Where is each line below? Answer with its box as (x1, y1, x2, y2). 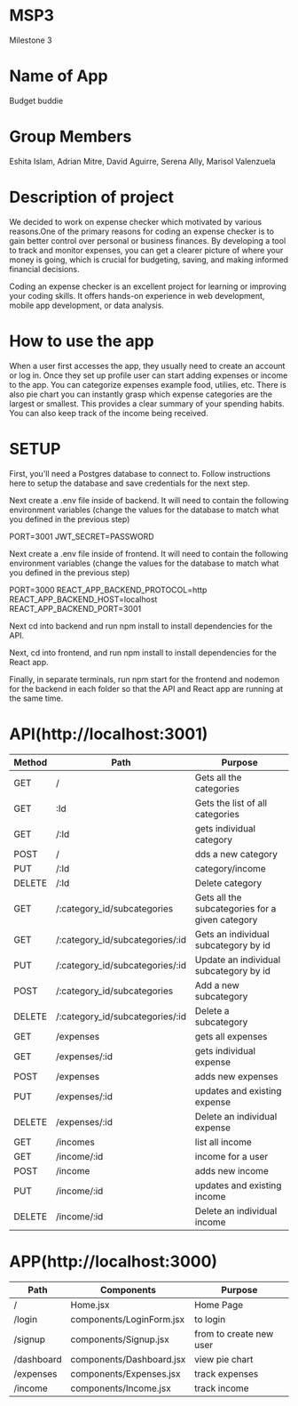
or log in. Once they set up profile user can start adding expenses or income (9, 370, 288, 381)
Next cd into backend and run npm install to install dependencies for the (9, 620, 273, 631)
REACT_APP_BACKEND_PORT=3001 (9, 603, 142, 614)
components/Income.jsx (70, 1382, 171, 1394)
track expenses (194, 1367, 259, 1379)
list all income (194, 1136, 253, 1148)
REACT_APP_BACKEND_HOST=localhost (9, 593, 158, 605)
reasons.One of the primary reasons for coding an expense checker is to (9, 226, 275, 237)
